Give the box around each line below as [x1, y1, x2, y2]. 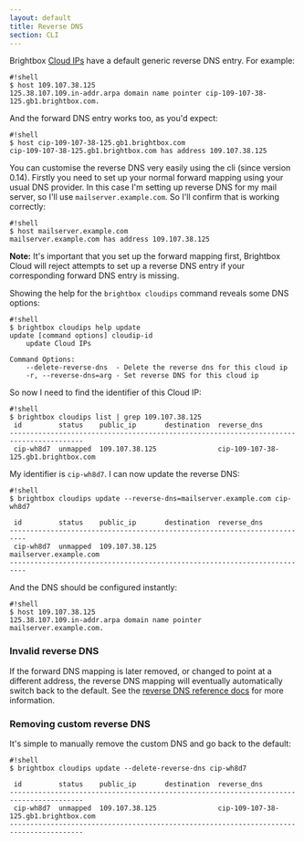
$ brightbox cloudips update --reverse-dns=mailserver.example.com [9, 494, 272, 504]
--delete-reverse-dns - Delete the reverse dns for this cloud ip [26, 363, 288, 372]
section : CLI [9, 30, 59, 39]
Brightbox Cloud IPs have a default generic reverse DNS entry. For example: [9, 56, 295, 67]
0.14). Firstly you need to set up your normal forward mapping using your [9, 172, 284, 183]
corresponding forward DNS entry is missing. [9, 270, 180, 281]
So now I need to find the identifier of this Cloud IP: [9, 387, 202, 398]
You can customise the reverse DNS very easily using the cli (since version [9, 162, 291, 173]
